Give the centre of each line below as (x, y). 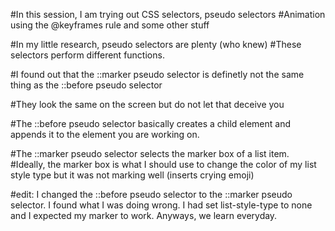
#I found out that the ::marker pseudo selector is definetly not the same (157, 74)
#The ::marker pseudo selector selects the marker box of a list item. (150, 153)
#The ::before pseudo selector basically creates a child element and (150, 123)
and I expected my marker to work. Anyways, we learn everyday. (144, 215)
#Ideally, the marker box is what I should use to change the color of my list (163, 164)
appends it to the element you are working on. (105, 134)
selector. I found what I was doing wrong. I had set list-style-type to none (161, 205)
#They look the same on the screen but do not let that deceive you (147, 104)
